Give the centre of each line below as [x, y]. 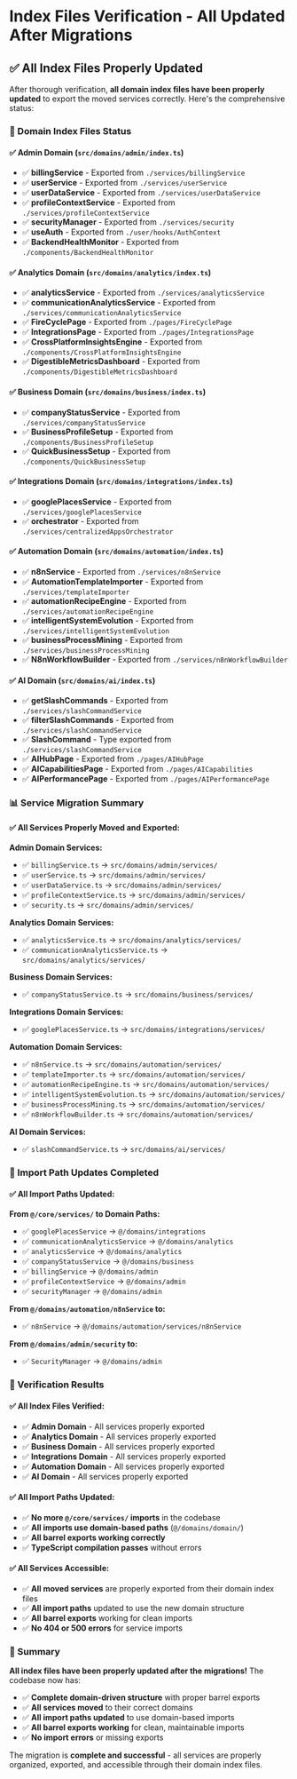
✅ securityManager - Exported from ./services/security [128, 222]
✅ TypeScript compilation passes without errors [112, 1547]
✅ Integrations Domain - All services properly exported [124, 1456]
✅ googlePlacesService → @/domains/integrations [114, 1231]
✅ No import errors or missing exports [93, 1737]
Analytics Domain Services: [62, 923]
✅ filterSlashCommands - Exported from [98, 720]
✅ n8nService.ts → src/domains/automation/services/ [121, 1064]
